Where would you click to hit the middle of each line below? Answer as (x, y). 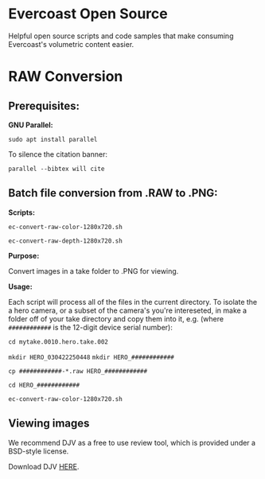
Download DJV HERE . (44, 466)
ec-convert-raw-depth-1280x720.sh (66, 241)
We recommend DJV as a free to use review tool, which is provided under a (132, 442)
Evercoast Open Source (88, 14)
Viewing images (49, 424)
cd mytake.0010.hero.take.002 (58, 342)
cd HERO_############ (44, 385)
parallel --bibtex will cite (57, 169)
